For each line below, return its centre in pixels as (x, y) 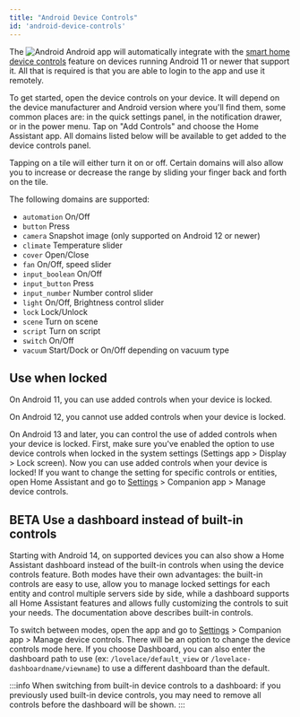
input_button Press (58, 283)
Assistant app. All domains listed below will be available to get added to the (148, 136)
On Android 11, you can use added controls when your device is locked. (141, 399)
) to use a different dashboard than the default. (184, 669)
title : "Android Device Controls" (74, 17)
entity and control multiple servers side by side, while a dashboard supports (149, 594)
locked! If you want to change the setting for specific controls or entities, (143, 473)
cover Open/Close (56, 254)
